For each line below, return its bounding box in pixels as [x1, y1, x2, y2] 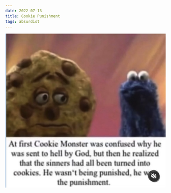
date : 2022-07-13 [5, 8, 42, 13]
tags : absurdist [5, 19, 40, 24]
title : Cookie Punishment [5, 13, 60, 19]
